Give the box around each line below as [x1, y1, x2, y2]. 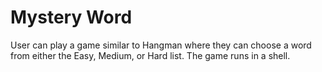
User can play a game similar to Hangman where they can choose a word [10, 39, 312, 51]
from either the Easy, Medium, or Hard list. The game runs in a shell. [10, 49, 291, 61]
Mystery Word [10, 6, 133, 29]
